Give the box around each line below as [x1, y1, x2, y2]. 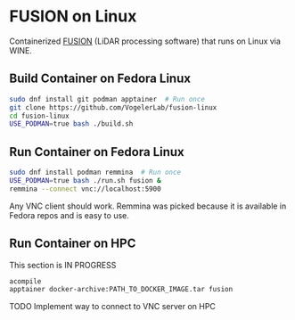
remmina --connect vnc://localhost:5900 [9, 185, 162, 193]
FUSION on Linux [9, 6, 137, 27]
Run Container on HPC [9, 236, 136, 251]
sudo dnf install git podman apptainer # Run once [9, 94, 205, 103]
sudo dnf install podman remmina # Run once [9, 168, 181, 177]
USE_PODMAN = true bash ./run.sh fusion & [9, 176, 162, 185]
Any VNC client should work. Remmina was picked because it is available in [9, 201, 287, 211]
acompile [9, 276, 42, 286]
